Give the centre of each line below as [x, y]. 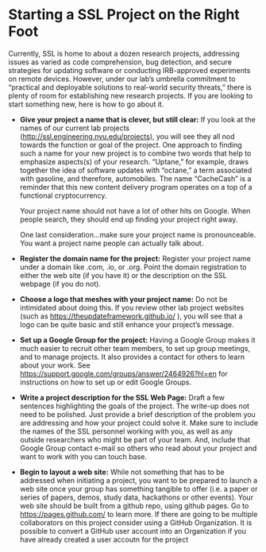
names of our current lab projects [74, 128]
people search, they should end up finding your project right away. [129, 219]
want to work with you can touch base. [83, 456]
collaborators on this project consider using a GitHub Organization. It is [136, 523]
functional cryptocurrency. [63, 195]
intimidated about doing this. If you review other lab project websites [132, 307]
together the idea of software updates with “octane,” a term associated [136, 170]
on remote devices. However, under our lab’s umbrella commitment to [122, 79]
